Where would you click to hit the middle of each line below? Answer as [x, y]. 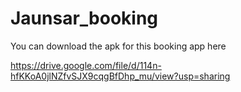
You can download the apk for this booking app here [118, 46]
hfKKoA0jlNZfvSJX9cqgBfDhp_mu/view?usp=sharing [120, 76]
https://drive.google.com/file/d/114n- [86, 65]
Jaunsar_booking [84, 18]
